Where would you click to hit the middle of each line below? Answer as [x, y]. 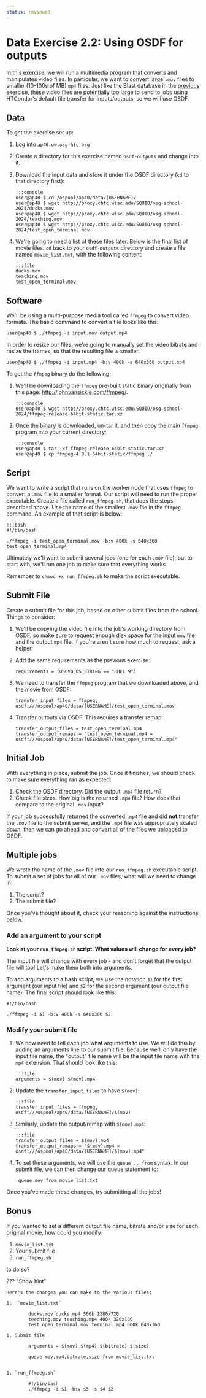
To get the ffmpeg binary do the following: [59, 374]
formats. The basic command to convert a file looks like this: [82, 322]
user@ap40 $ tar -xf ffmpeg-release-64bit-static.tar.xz [90, 449]
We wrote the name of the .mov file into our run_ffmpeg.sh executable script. [102, 870]
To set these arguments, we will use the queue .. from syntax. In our [102, 1163]
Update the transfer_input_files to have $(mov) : [77, 1091]
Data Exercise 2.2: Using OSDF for [95, 42]
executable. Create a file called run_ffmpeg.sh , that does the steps [90, 500]
